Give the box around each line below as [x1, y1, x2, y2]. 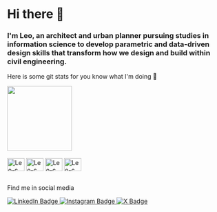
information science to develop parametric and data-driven [7, 39, 210, 49]
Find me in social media [7, 183, 74, 192]
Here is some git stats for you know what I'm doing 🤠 [7, 73, 157, 81]
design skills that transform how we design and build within [7, 48, 211, 58]
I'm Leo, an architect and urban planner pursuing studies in [7, 31, 209, 41]
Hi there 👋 [7, 6, 64, 22]
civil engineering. [7, 57, 68, 66]
